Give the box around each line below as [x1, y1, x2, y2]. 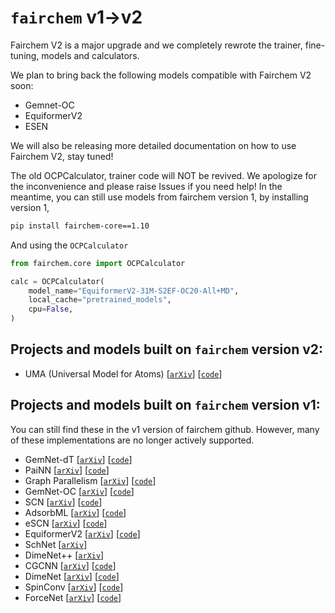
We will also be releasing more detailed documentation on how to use [10, 139, 297, 151]
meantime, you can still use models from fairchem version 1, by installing [10, 191, 309, 203]
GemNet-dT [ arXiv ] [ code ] [24, 453, 133, 465]
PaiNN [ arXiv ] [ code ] [24, 464, 110, 476]
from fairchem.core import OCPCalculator [10, 258, 186, 268]
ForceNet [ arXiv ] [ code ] [24, 591, 122, 603]
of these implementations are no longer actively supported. [10, 434, 255, 446]
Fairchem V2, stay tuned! [10, 150, 114, 162]
